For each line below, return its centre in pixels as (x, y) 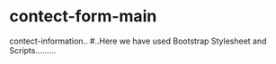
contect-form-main (83, 16)
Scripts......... (33, 50)
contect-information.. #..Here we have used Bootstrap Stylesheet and (138, 41)
